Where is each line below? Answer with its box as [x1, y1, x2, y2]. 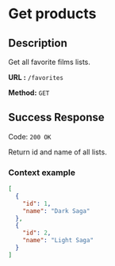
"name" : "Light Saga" [22, 237, 94, 245]
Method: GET [8, 88, 50, 97]
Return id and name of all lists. [8, 147, 107, 157]
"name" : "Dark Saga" [22, 207, 90, 215]
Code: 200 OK [8, 131, 52, 141]
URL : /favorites [8, 73, 63, 82]
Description [8, 36, 67, 50]
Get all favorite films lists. [8, 57, 91, 66]
